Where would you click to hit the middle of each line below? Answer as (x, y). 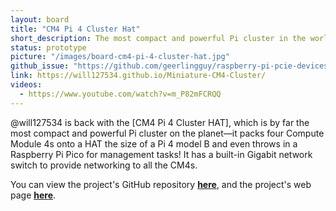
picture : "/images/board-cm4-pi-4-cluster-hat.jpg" (120, 57)
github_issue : (40, 66)
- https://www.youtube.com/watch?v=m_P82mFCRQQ (120, 94)
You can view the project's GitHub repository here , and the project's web (161, 184)
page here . (33, 195)
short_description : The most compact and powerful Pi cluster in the (158, 38)
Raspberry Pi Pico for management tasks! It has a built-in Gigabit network (161, 154)
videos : (26, 85)
